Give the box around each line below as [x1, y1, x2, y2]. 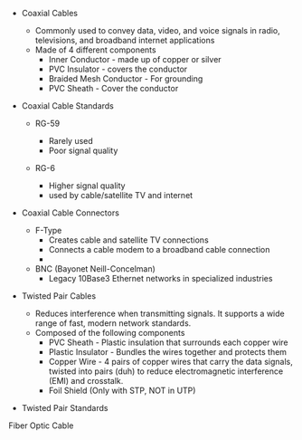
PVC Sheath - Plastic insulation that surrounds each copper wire [48, 337, 288, 348]
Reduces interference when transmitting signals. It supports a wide [34, 308, 286, 319]
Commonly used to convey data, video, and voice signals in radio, [34, 25, 281, 35]
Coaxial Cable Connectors [21, 207, 119, 218]
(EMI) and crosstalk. [48, 376, 124, 386]
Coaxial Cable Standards [21, 100, 114, 111]
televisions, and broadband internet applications [34, 35, 215, 45]
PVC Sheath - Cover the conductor [48, 83, 179, 93]
